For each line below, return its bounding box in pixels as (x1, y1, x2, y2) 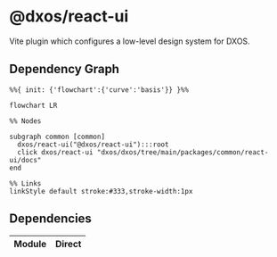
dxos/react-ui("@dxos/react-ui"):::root (17, 140, 169, 149)
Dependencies (9, 211, 92, 227)
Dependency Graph (9, 62, 120, 77)
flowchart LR (9, 101, 58, 110)
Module (13, 237, 47, 250)
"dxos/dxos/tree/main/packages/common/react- (96, 147, 269, 157)
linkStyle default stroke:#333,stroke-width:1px (9, 187, 193, 195)
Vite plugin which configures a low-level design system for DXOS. (9, 36, 251, 46)
